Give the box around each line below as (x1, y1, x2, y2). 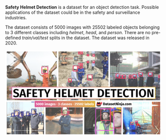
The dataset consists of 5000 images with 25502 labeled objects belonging (5, 24, 160, 30)
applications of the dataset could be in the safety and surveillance (5, 9, 140, 15)
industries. (5, 15, 27, 20)
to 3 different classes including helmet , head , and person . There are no (5, 30, 151, 35)
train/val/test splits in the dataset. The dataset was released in (22, 35, 150, 41)
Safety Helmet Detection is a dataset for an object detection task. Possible (5, 4, 159, 10)
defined (5, 35, 21, 41)
